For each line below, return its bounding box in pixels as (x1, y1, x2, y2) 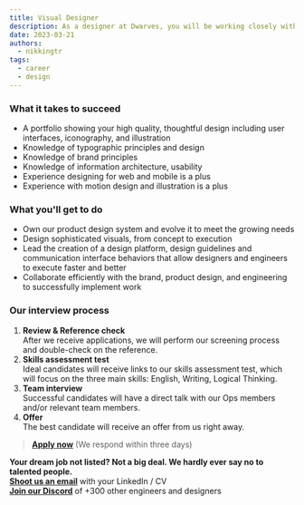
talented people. (9, 466, 73, 477)
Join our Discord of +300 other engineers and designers (9, 485, 222, 496)
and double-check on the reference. (22, 344, 158, 354)
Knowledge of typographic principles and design (22, 142, 205, 153)
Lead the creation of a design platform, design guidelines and (22, 243, 252, 254)
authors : (9, 38, 43, 48)
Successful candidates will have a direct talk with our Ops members (22, 392, 276, 403)
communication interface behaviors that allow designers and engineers (22, 253, 288, 264)
